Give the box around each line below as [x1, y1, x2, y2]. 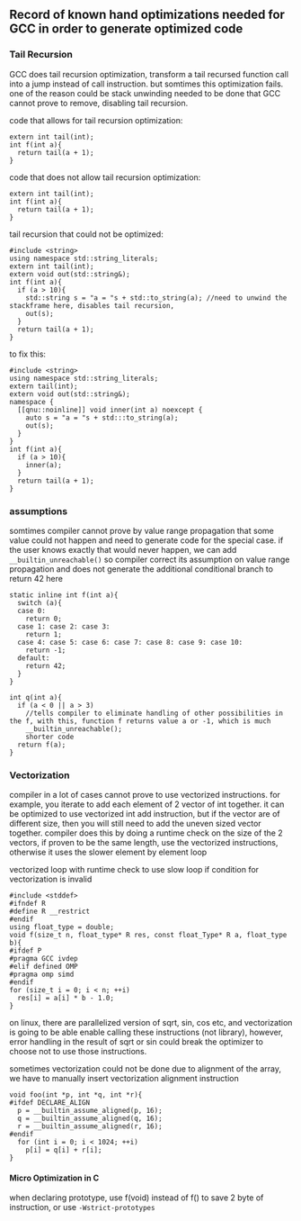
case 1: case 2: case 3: [17, 621, 111, 631]
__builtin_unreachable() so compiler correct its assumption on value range [9, 554, 290, 565]
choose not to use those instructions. [9, 1046, 147, 1057]
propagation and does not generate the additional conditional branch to [9, 563, 274, 574]
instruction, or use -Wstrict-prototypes [9, 1202, 155, 1213]
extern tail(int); [9, 382, 78, 391]
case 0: [17, 606, 47, 615]
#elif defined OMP [9, 963, 78, 972]
